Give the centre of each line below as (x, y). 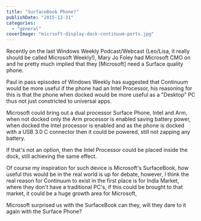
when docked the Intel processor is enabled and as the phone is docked (95, 126)
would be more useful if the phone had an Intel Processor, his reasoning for (99, 88)
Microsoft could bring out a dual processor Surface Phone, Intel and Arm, (97, 113)
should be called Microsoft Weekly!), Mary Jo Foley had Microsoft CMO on (98, 58)
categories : (21, 23)
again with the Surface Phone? (44, 211)
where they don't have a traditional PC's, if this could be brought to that (94, 187)
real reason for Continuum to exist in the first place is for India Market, (93, 181)
